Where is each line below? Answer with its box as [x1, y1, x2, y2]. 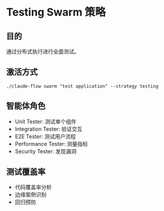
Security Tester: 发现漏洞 [14, 147, 77, 155]
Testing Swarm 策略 [6, 5, 106, 19]
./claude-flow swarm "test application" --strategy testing [6, 83, 159, 89]
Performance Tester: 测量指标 [14, 140, 88, 147]
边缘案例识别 [14, 191, 47, 198]
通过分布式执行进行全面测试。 [6, 48, 79, 55]
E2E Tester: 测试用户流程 [14, 132, 76, 140]
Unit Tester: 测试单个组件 [14, 117, 76, 125]
